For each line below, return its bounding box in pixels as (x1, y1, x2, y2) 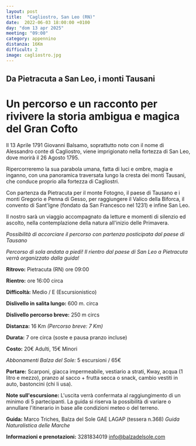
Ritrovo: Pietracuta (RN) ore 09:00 (6, 265, 90, 273)
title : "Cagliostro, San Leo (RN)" (6, 14, 95, 20)
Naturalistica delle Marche (6, 421, 70, 428)
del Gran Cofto (6, 122, 78, 135)
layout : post (6, 8, 38, 15)
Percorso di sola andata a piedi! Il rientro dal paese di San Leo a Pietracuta (6, 248, 188, 255)
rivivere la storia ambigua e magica (6, 110, 180, 123)
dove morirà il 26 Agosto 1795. (6, 154, 80, 161)
